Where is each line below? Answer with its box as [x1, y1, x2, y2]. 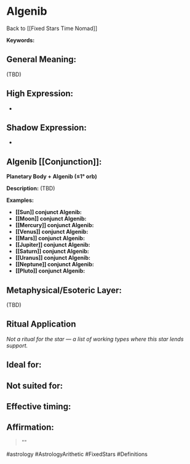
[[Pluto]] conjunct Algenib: [15, 267, 85, 274]
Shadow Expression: [6, 122, 87, 133]
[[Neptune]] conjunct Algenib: [15, 261, 94, 268]
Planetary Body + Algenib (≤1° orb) [6, 173, 97, 180]
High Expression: [6, 88, 74, 99]
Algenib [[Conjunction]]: [6, 157, 102, 167]
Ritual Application [6, 319, 76, 330]
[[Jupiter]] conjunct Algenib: [15, 241, 90, 249]
